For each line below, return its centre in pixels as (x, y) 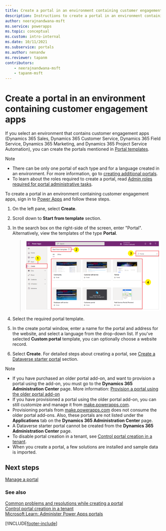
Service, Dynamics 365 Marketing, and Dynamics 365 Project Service (76, 144)
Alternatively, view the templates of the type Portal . (65, 233)
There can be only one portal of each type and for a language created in (86, 168)
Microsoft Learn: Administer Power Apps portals (54, 514)
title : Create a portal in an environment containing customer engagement (84, 10)
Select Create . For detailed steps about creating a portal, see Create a (84, 354)
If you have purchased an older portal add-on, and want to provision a (83, 378)
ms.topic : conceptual (27, 32)
